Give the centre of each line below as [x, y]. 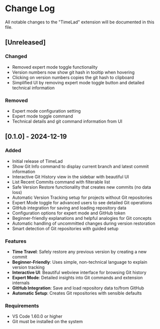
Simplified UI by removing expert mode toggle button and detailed [78, 82]
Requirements [22, 306]
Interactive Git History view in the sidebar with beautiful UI [70, 176]
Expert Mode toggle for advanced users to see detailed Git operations [82, 202]
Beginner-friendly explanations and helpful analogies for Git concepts [82, 218]
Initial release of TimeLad [37, 161]
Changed [16, 57]
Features [16, 241]
